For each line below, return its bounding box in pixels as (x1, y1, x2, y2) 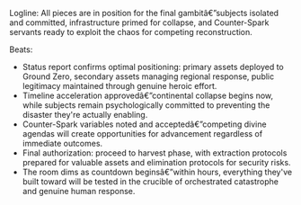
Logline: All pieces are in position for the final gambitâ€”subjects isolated (9, 8, 279, 18)
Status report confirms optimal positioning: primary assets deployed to (22, 62, 285, 72)
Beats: (9, 44, 33, 55)
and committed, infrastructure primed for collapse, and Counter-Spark (9, 17, 270, 28)
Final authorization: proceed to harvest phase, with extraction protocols (22, 147, 288, 158)
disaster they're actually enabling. (22, 110, 148, 120)
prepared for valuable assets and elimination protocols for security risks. (22, 157, 291, 167)
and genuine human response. (22, 186, 136, 196)
